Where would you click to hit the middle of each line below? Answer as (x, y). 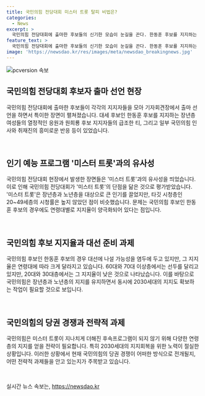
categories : (21, 18)
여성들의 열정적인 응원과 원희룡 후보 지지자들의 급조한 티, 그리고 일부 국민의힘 (99, 123)
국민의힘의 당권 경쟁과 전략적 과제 (66, 322)
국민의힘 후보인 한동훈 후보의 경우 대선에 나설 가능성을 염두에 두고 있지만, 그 (97, 259)
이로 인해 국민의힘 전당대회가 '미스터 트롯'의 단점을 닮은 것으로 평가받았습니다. (99, 187)
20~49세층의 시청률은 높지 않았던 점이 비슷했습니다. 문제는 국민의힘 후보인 (96, 202)
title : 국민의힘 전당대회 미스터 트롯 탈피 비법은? (62, 12)
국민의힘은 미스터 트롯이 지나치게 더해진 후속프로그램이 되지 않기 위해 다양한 (97, 338)
